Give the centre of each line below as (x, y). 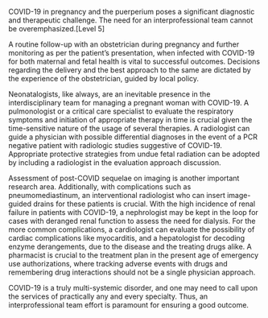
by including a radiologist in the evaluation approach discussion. (115, 163)
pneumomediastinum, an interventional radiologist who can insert (117, 195)
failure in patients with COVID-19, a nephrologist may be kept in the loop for (134, 212)
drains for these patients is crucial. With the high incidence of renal (144, 204)
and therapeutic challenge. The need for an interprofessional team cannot (131, 20)
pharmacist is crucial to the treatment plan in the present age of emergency (134, 255)
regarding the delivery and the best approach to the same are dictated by (130, 70)
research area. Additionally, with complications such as (100, 187)
